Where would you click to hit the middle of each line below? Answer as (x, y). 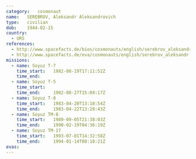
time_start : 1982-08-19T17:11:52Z (61, 71)
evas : (13, 147)
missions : (18, 60)
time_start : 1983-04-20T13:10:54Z (61, 103)
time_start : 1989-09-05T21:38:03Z (61, 120)
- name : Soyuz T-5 (34, 82)
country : (17, 33)
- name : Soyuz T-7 (34, 66)
